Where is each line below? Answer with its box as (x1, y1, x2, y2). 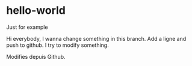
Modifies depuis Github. (6, 53, 66, 60)
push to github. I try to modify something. (6, 41, 110, 49)
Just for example (6, 23, 48, 31)
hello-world (6, 4, 66, 17)
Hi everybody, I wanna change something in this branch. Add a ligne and (6, 35, 187, 42)
